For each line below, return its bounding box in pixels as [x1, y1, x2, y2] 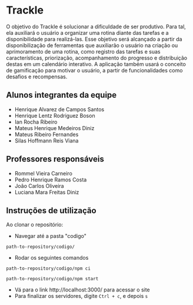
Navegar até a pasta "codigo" [14, 233, 86, 240]
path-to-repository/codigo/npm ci [6, 266, 91, 271]
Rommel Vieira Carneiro [14, 170, 72, 177]
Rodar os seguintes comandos [14, 254, 89, 261]
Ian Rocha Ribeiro [14, 118, 58, 125]
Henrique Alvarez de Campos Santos [14, 105, 105, 112]
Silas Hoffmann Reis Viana [14, 137, 79, 144]
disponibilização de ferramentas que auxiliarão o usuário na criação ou [6, 42, 178, 49]
